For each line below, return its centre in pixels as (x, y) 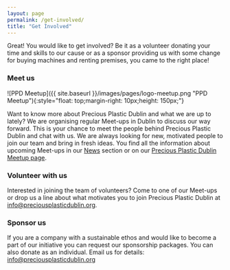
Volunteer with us (37, 175)
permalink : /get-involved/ (46, 20)
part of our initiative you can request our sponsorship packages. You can (110, 245)
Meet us (21, 78)
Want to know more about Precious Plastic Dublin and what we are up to (109, 113)
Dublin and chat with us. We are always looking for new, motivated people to (115, 135)
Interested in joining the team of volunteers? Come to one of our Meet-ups (112, 190)
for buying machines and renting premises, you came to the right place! (108, 60)
